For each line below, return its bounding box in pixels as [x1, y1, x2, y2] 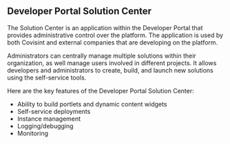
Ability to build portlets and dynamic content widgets [17, 99, 167, 108]
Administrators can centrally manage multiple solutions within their [7, 51, 196, 60]
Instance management [17, 115, 81, 123]
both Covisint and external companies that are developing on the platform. [7, 38, 218, 47]
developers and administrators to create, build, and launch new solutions [7, 66, 213, 74]
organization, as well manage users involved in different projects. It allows [7, 58, 217, 67]
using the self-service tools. [7, 73, 87, 82]
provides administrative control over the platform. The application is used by [7, 31, 224, 39]
